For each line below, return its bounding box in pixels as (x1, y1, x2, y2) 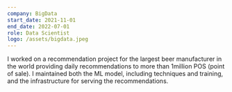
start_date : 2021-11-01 (7, 17, 76, 24)
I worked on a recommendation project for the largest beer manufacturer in (7, 55, 222, 63)
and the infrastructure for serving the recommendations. (7, 77, 169, 85)
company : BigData (7, 10, 58, 17)
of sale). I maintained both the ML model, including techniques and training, (7, 70, 224, 78)
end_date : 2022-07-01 (7, 23, 70, 30)
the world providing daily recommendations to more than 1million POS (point (7, 62, 225, 71)
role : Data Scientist (7, 29, 70, 37)
